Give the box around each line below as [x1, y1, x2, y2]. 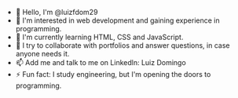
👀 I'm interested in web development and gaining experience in [15, 16, 220, 25]
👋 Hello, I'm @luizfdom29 [15, 8, 98, 16]
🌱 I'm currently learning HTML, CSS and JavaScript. [15, 32, 184, 42]
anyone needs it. [15, 49, 70, 58]
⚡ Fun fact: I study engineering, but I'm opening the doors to [15, 70, 211, 78]
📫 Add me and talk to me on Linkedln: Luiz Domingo [15, 58, 186, 67]
